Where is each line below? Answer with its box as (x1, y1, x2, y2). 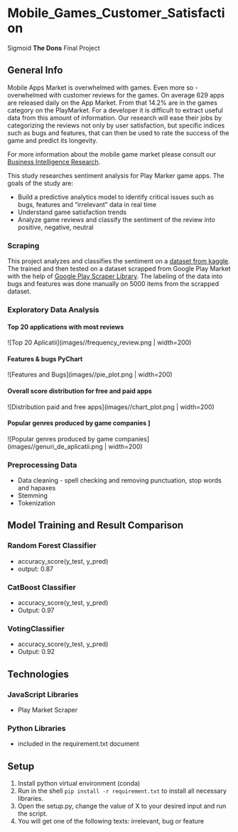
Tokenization (17, 499, 55, 507)
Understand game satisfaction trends (17, 208, 127, 216)
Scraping (7, 241, 40, 251)
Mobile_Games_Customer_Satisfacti (7, 5, 225, 21)
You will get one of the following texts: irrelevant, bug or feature (17, 817, 205, 826)
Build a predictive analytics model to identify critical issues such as (17, 192, 215, 201)
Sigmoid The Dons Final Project (7, 43, 101, 52)
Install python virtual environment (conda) (17, 779, 141, 788)
